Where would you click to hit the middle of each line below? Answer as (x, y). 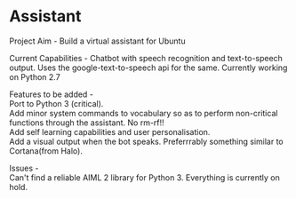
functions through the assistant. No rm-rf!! (87, 123)
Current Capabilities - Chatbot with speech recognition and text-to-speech (146, 58)
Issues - (24, 168)
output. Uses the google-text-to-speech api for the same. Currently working (148, 68)
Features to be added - (51, 94)
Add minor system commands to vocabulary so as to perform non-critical (144, 113)
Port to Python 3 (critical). (56, 103)
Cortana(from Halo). (46, 151)
